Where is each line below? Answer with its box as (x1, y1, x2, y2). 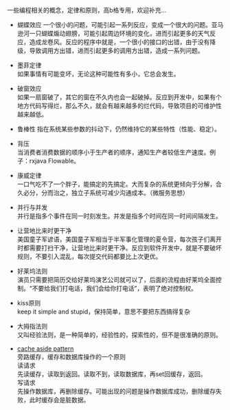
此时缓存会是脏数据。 (29, 396, 90, 404)
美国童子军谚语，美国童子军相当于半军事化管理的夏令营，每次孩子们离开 (16, 235, 222, 243)
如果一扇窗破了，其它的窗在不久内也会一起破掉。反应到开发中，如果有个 (16, 93, 222, 101)
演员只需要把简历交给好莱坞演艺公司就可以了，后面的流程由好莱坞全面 (16, 276, 216, 284)
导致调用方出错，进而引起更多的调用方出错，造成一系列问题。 (29, 47, 204, 54)
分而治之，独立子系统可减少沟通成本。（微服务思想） (41, 189, 189, 196)
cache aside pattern (16, 345, 74, 353)
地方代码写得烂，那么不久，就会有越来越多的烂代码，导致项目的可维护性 (16, 102, 222, 110)
